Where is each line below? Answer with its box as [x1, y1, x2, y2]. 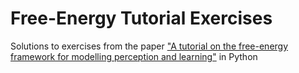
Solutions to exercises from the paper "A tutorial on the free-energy [10, 40, 289, 52]
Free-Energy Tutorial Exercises [10, 7, 273, 30]
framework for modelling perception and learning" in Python [10, 50, 258, 62]
